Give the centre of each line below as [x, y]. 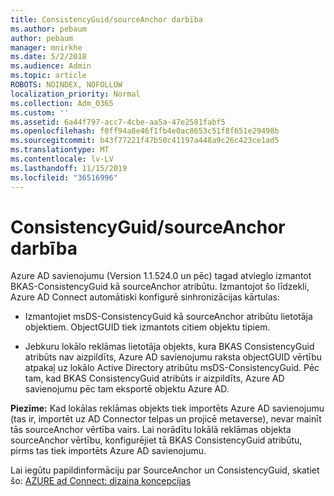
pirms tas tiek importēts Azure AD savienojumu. [108, 451]
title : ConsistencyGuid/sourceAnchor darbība [106, 19]
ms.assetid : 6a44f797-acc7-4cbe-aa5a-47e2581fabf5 [118, 122]
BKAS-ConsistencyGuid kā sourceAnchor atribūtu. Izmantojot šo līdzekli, [160, 287]
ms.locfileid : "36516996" [64, 177]
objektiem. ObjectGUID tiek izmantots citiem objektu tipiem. [147, 327]
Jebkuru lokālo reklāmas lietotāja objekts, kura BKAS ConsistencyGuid [169, 347]
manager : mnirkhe [46, 47]
